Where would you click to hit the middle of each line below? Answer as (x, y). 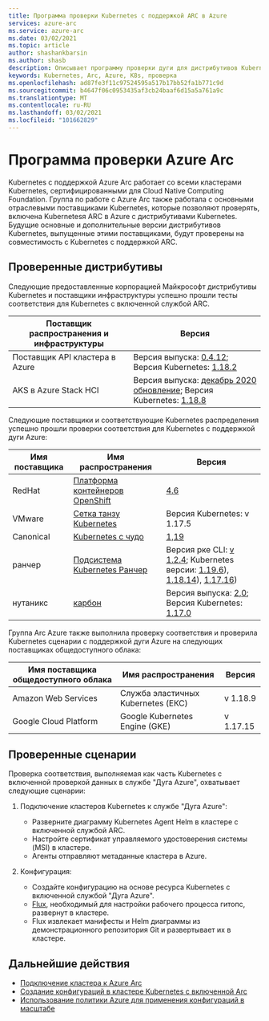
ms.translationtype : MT (48, 98)
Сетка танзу (96, 513)
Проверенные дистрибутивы (85, 267)
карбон (87, 603)
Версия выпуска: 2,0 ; (208, 592)
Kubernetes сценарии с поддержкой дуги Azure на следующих (115, 641)
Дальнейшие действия (69, 964)
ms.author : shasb (37, 61)
